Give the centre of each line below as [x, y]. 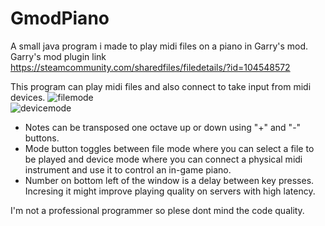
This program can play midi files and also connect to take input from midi [161, 86]
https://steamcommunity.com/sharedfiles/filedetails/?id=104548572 [150, 67]
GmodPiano [60, 18]
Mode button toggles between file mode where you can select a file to [169, 148]
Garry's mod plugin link [58, 56]
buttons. [42, 138]
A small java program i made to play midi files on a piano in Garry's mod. [159, 46]
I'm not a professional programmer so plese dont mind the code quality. [157, 210]
